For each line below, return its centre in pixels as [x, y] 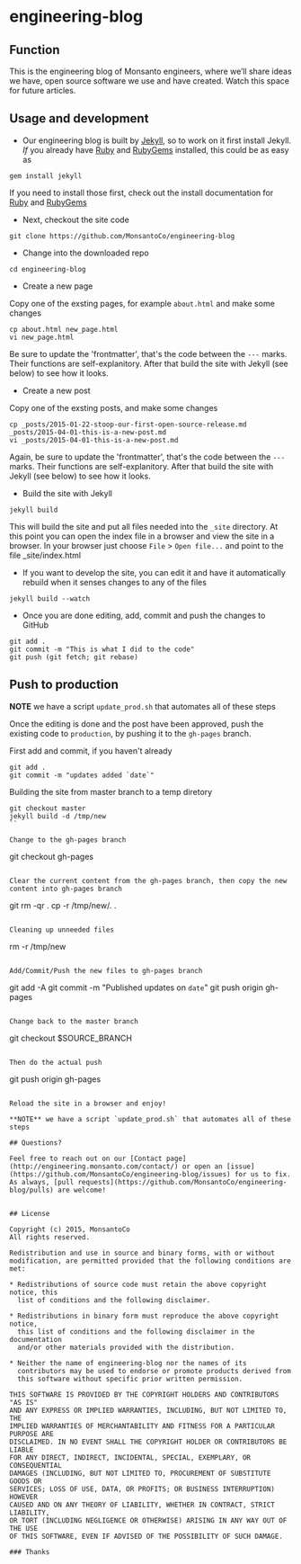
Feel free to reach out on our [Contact [86, 1158]
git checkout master [48, 808]
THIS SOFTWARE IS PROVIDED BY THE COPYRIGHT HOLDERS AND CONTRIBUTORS [144, 1394]
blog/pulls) [31, 1190]
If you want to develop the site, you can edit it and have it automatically [154, 572]
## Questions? [36, 1143]
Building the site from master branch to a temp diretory [111, 791]
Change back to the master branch [74, 1021]
